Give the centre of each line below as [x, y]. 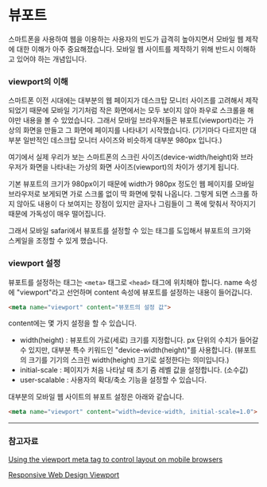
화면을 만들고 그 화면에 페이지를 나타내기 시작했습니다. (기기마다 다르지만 [135, 131]
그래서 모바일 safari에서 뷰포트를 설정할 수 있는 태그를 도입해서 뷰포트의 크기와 [130, 231]
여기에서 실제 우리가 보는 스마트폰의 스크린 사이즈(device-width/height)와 [124, 157]
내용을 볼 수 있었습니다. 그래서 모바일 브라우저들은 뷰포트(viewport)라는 [134, 120]
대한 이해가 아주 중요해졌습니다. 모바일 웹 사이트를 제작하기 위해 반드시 [126, 49]
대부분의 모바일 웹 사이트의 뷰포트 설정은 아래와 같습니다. [96, 397]
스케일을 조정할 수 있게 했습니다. [58, 241]
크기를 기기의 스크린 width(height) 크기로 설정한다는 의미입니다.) [129, 360]
